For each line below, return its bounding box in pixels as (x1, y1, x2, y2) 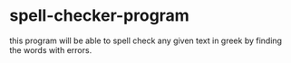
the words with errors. (9, 44, 92, 55)
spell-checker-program (9, 5, 190, 26)
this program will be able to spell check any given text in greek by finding (9, 35, 283, 46)
